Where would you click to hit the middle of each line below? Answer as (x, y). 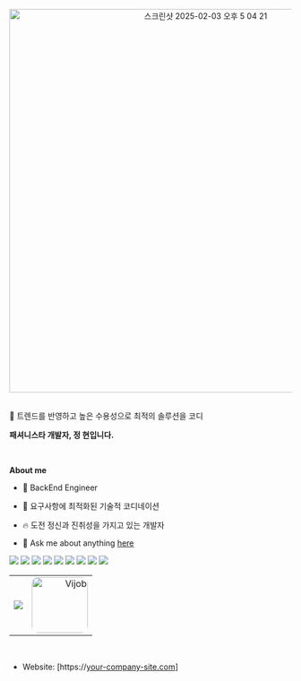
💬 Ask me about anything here (78, 543)
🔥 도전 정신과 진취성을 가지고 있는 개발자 (93, 525)
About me (28, 470)
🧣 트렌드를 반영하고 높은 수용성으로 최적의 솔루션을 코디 (106, 416)
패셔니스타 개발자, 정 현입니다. (62, 435)
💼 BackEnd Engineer (60, 487)
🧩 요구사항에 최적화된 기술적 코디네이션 (90, 506)
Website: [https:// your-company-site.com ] (100, 667)
